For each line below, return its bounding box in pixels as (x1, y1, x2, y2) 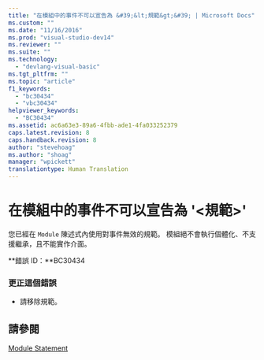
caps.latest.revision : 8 (8, 128, 90, 136)
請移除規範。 (19, 297, 61, 306)
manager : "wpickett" (8, 158, 76, 166)
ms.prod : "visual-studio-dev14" (8, 33, 114, 42)
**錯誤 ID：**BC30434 (8, 255, 85, 265)
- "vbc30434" (15, 99, 58, 107)
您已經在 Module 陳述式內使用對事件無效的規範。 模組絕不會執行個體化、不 (8, 229, 250, 239)
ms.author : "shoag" (8, 150, 73, 158)
